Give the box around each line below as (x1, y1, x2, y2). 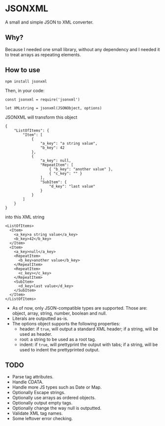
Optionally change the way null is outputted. (12, 405, 102, 411)
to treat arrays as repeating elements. (5, 52, 81, 57)
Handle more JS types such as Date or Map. (12, 384, 102, 390)
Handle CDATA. (12, 379, 44, 385)
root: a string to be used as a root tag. (19, 336, 96, 342)
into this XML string (5, 214, 45, 220)
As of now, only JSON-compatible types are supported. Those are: (12, 305, 147, 311)
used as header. (19, 331, 53, 337)
